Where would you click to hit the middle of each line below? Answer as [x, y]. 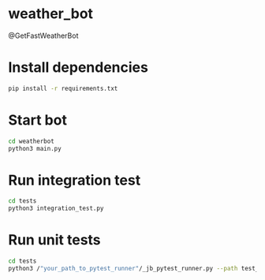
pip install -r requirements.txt [63, 88]
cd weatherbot [32, 141]
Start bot [37, 120]
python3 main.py [35, 148]
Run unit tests [54, 240]
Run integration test [75, 180]
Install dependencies [78, 67]
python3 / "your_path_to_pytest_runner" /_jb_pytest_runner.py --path [123, 268]
